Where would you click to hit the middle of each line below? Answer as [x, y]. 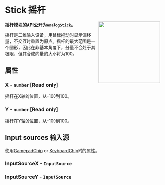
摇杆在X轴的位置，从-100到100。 [39, 96]
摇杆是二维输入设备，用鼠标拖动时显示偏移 [48, 35]
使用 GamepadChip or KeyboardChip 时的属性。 [52, 150]
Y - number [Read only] [32, 109]
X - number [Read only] [32, 85]
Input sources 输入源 [37, 138]
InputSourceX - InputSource [39, 163]
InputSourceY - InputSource [38, 177]
